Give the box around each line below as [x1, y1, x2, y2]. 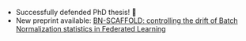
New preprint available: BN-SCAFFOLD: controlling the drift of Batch [15, 16, 239, 25]
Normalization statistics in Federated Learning [15, 24, 166, 33]
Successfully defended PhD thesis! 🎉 [15, 8, 137, 17]
